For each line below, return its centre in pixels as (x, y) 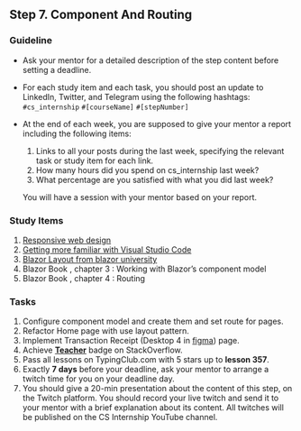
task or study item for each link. (95, 160)
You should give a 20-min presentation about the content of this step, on (157, 389)
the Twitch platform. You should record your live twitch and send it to (150, 398)
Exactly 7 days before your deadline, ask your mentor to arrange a (146, 370)
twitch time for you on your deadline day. (99, 379)
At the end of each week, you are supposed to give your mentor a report (156, 124)
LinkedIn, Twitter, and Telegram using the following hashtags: (136, 96)
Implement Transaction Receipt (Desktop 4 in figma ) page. (131, 341)
